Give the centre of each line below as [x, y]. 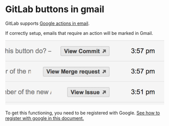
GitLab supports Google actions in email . [47, 23]
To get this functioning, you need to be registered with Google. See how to [83, 113]
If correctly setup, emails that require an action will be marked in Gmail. [79, 33]
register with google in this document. [45, 118]
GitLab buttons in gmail [55, 9]
